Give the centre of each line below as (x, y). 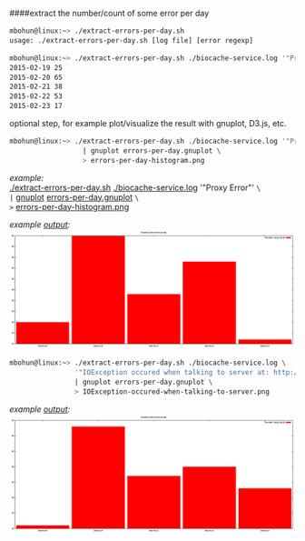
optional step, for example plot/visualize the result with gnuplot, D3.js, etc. (148, 123)
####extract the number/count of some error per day (109, 13)
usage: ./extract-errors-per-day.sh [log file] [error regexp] (132, 40)
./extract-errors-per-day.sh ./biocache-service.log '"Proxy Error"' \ (135, 187)
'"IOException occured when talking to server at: (172, 373)
